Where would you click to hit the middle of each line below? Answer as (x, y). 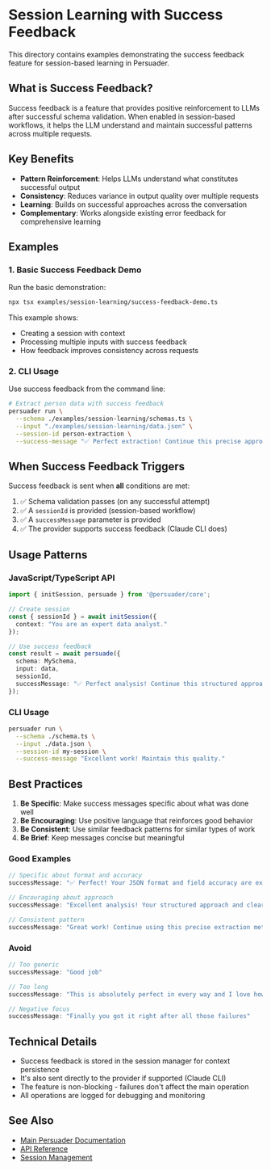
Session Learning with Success (116, 15)
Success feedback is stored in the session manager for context (125, 1061)
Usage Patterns (48, 555)
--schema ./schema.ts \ (55, 736)
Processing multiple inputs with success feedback (103, 342)
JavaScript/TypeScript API (62, 578)
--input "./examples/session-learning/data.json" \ (104, 427)
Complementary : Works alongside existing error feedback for (123, 213)
